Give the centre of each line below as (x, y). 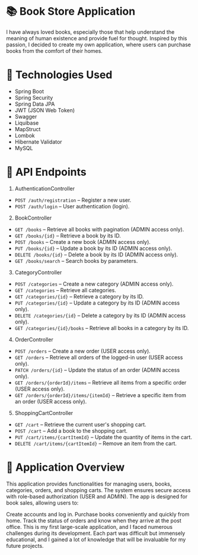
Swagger (26, 116)
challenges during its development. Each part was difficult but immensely (96, 533)
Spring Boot (29, 91)
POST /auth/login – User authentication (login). (72, 206)
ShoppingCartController (44, 413)
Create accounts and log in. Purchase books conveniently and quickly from (98, 514)
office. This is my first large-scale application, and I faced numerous (90, 527)
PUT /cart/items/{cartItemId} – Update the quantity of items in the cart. (103, 437)
